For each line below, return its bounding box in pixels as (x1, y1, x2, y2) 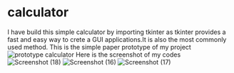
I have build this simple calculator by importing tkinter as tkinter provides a (7, 28, 226, 36)
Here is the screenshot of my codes (76, 50, 181, 59)
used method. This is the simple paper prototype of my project (7, 43, 191, 51)
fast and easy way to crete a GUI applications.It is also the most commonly (7, 35, 227, 43)
